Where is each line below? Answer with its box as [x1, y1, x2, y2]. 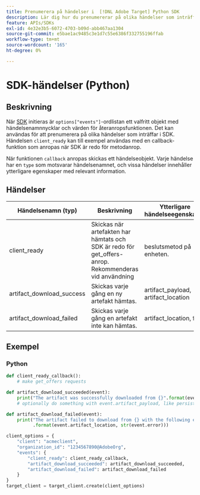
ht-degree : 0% [6, 48, 42, 54]
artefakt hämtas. [91, 296, 137, 305]
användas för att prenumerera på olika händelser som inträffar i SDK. [6, 131, 175, 138]
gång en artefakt [91, 314, 138, 322]
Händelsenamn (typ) [17, 206, 77, 215]
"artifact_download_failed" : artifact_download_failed [27, 466, 167, 472]
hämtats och [91, 235, 126, 243]
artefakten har [91, 227, 131, 236]
